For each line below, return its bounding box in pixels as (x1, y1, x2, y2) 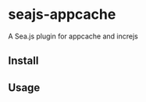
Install (8, 54, 39, 67)
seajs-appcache (8, 5, 116, 24)
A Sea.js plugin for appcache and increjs (8, 31, 138, 41)
